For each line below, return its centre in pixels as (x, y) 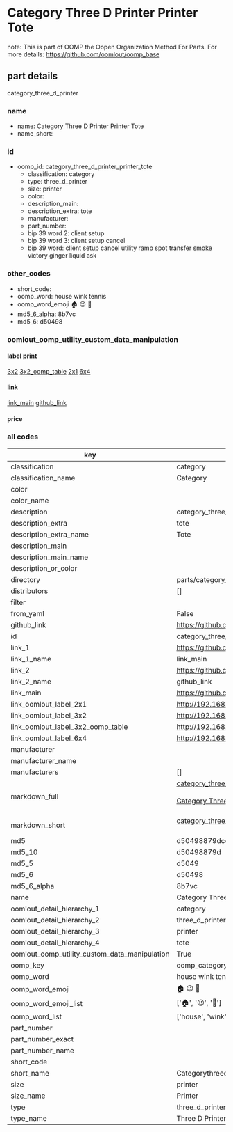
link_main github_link (37, 402)
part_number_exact (42, 1039)
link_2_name (31, 682)
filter (18, 602)
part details (33, 76)
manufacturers (35, 772)
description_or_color (44, 568)
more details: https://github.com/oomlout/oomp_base (84, 54)
